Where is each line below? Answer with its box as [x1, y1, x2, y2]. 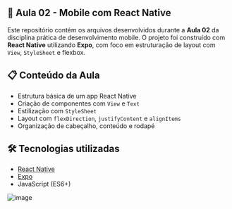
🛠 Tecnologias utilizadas [7, 143, 120, 155]
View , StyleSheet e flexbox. [7, 48, 86, 56]
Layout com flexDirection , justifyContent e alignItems [17, 114, 181, 122]
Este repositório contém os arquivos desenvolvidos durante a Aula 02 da [7, 25, 219, 34]
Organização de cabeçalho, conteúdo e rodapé [17, 121, 155, 130]
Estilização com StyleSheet [17, 106, 97, 115]
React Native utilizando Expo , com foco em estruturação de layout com [7, 40, 216, 49]
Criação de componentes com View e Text [17, 99, 140, 108]
